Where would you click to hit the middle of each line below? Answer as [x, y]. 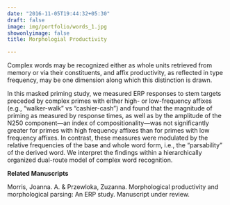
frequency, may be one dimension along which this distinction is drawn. [110, 80]
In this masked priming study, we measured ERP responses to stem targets [114, 94]
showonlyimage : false [39, 33]
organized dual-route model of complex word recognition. [90, 160]
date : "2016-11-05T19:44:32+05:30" [59, 14]
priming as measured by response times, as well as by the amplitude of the [115, 116]
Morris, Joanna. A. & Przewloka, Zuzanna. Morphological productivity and [113, 187]
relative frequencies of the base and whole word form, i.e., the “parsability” [115, 145]
